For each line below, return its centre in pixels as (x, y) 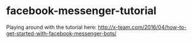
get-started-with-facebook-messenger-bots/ (61, 33)
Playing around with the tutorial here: (52, 27)
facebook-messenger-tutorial (81, 11)
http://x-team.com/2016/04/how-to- (142, 27)
